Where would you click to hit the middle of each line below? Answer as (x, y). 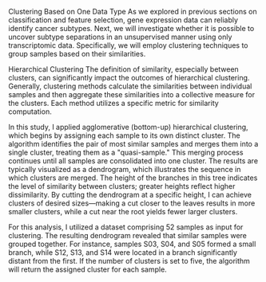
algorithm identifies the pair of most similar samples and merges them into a (133, 144)
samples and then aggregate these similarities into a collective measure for (132, 94)
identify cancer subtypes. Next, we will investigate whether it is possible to (131, 28)
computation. (30, 112)
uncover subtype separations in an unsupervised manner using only (120, 37)
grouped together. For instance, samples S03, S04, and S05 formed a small (132, 244)
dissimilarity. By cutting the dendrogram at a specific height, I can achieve (130, 195)
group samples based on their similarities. (77, 54)
